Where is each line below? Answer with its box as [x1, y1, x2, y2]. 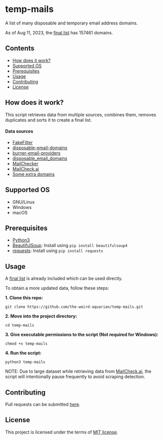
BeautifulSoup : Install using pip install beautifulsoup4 [12, 242, 128, 248]
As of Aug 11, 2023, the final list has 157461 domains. [5, 29, 113, 35]
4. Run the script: [5, 350, 42, 356]
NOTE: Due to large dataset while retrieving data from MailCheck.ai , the [5, 368, 152, 375]
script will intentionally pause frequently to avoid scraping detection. [5, 374, 145, 380]
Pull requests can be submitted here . [5, 402, 81, 408]
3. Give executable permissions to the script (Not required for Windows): [5, 332, 159, 338]
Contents [5, 44, 35, 53]
